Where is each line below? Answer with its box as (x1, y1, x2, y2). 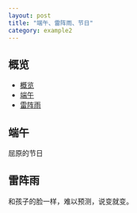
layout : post (8, 11, 51, 20)
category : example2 (8, 26, 73, 34)
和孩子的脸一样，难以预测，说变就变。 (8, 196, 133, 206)
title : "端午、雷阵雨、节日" (8, 19, 93, 27)
